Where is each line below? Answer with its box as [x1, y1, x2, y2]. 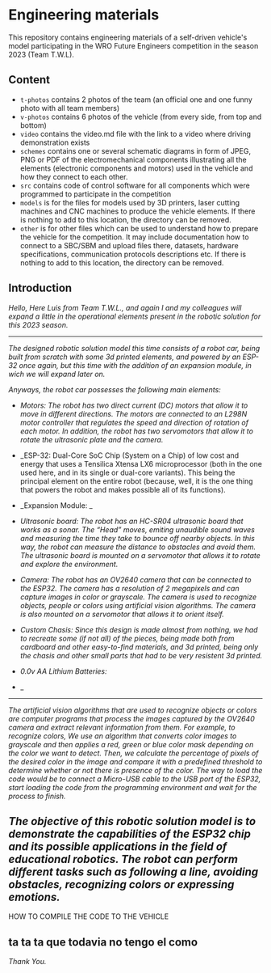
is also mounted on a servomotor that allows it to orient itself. [19, 609, 224, 619]
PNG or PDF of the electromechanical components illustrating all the [19, 154, 248, 164]
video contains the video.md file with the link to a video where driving [19, 129, 252, 138]
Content [8, 73, 51, 87]
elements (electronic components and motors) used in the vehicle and [19, 163, 253, 173]
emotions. [8, 890, 60, 903]
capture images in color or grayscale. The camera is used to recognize [19, 592, 256, 602]
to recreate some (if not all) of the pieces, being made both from [19, 633, 236, 643]
